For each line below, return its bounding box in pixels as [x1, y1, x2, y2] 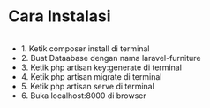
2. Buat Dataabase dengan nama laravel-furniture [20, 52, 201, 63]
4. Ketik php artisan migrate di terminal [20, 71, 162, 81]
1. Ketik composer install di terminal [20, 42, 150, 54]
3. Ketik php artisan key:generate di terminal [20, 62, 183, 73]
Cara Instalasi [8, 6, 111, 27]
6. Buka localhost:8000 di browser [20, 90, 146, 101]
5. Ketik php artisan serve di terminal [20, 81, 155, 91]
